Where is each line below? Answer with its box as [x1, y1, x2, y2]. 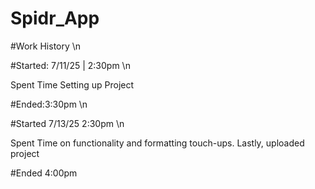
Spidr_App [10, 7, 100, 30]
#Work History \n [10, 40, 82, 52]
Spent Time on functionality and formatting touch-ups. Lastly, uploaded [10, 137, 305, 149]
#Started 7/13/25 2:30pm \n [10, 117, 125, 129]
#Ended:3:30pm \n [10, 98, 88, 110]
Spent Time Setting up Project [10, 78, 135, 91]
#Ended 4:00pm [10, 167, 78, 179]
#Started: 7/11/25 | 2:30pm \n [10, 59, 131, 71]
